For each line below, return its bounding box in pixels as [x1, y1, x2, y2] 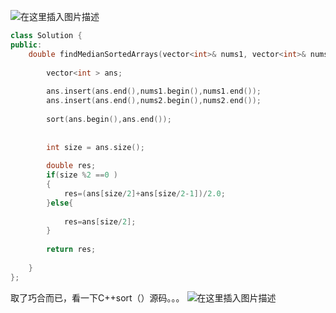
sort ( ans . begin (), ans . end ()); [46, 114, 172, 124]
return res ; [46, 245, 97, 255]
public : [10, 40, 43, 50]
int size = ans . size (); [46, 142, 145, 152]
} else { [46, 198, 74, 208]
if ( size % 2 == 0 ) [46, 170, 118, 180]
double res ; [46, 161, 97, 171]
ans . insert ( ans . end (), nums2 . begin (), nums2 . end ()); [46, 96, 262, 106]
